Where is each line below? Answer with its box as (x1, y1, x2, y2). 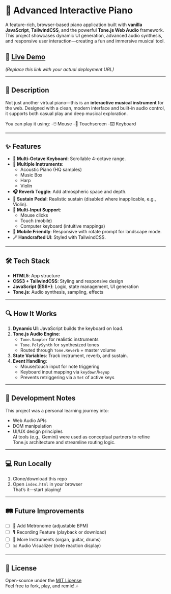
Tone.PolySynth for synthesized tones (20, 342, 99, 347)
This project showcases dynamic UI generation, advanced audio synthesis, (5, 32, 163, 38)
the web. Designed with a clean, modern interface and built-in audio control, (5, 105, 165, 111)
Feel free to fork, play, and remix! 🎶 (5, 583, 79, 589)
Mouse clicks (20, 212, 48, 218)
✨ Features (5, 142, 41, 150)
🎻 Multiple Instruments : (12, 161, 64, 167)
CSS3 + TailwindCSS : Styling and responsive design (12, 278, 124, 284)
